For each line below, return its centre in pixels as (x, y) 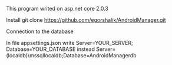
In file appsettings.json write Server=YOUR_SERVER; (70, 43)
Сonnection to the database (40, 31)
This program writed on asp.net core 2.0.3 (57, 9)
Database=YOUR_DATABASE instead (51, 49)
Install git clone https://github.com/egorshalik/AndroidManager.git (86, 20)
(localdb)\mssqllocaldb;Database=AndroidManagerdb (71, 55)
